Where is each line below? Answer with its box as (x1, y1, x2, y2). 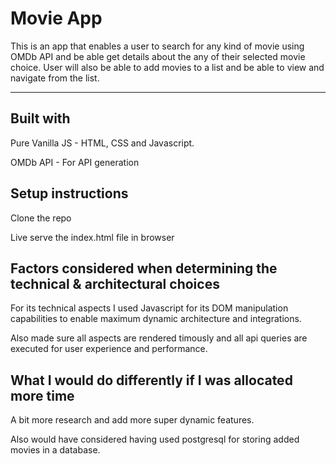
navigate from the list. (10, 72, 100, 84)
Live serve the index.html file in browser (10, 231, 175, 243)
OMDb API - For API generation (10, 156, 140, 168)
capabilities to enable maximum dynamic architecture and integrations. (10, 313, 302, 325)
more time (10, 387, 75, 404)
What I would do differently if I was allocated (10, 372, 293, 389)
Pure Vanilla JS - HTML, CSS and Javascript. (10, 137, 195, 149)
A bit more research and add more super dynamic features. (10, 414, 255, 426)
